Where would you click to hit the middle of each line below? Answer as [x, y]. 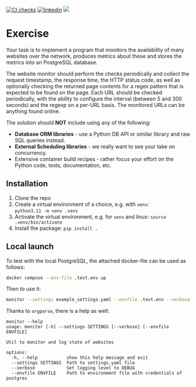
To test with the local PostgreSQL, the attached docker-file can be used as [96, 261]
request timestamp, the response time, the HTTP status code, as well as [93, 80]
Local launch [30, 247]
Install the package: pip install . [56, 228]
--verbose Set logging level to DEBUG [73, 368]
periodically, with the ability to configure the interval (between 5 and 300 [94, 99]
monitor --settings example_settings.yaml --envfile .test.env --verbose [98, 300]
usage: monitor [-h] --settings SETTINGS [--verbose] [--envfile [87, 327]
